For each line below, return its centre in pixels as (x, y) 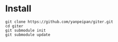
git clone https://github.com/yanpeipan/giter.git (59, 22)
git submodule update (28, 35)
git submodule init (26, 30)
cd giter (14, 26)
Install (18, 9)
